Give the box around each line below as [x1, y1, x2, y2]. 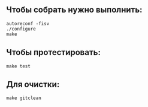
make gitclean [6, 95, 42, 101]
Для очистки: [6, 80, 60, 90]
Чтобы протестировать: [6, 47, 101, 57]
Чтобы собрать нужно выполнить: [6, 5, 143, 15]
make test [6, 63, 31, 69]
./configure [6, 26, 36, 32]
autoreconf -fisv [6, 20, 50, 26]
